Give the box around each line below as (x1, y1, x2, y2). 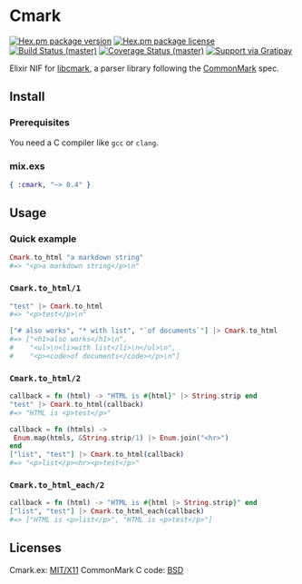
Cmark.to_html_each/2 (9, 480, 105, 490)
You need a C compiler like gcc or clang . (9, 137, 159, 148)
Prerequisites (9, 116, 70, 129)
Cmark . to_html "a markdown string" (9, 253, 144, 262)
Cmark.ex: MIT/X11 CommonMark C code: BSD (9, 564, 184, 575)
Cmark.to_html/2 (9, 373, 82, 383)
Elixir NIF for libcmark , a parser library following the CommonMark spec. (9, 63, 279, 74)
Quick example (9, 233, 77, 245)
